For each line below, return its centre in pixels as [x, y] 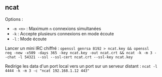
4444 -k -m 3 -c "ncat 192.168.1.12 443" [47, 71]
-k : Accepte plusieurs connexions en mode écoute [63, 33]
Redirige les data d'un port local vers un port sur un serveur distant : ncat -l [81, 66]
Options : [14, 19]
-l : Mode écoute [29, 39]
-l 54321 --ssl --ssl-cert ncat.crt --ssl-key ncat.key [75, 57]
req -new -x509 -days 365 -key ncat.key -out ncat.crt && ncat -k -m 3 [79, 53]
